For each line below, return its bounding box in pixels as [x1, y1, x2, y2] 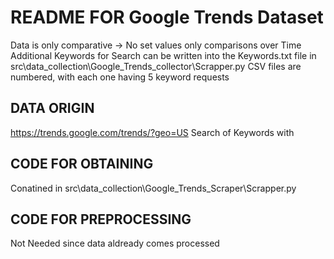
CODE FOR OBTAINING [10, 156, 154, 173]
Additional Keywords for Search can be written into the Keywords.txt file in [10, 49, 317, 61]
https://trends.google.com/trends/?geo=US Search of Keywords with [10, 126, 295, 138]
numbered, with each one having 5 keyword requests [10, 71, 230, 83]
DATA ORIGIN [10, 100, 95, 117]
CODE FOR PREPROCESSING [10, 211, 192, 228]
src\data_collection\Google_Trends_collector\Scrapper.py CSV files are [10, 60, 302, 72]
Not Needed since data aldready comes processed [10, 237, 220, 250]
